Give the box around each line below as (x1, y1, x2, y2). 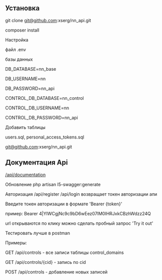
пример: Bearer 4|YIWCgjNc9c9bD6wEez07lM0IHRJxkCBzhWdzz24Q (5, 210, 151, 216)
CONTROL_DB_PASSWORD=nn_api (5, 114, 78, 120)
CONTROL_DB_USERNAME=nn (5, 105, 69, 111)
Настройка (5, 37, 28, 43)
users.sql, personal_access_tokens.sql (5, 134, 84, 140)
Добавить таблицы (5, 124, 46, 130)
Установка (5, 4, 40, 13)
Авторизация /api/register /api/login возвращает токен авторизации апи (5, 191, 157, 197)
